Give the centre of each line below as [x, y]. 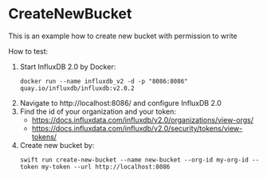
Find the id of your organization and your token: [98, 111]
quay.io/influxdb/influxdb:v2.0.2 [77, 88]
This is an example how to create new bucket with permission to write [123, 36]
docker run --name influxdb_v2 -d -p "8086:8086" [104, 81]
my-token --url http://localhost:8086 [106, 167]
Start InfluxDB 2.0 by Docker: [68, 66]
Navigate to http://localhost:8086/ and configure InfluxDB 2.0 [120, 103]
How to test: [28, 51]
